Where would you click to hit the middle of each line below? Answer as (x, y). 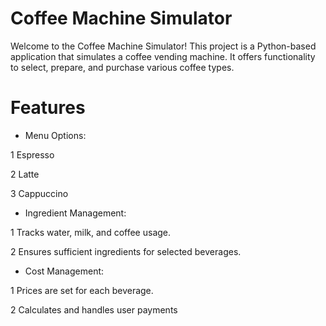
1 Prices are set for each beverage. (82, 290)
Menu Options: (55, 135)
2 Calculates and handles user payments (94, 309)
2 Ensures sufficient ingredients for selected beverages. (126, 251)
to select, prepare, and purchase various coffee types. (122, 67)
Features (48, 108)
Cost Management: (64, 271)
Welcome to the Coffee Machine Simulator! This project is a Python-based (163, 46)
